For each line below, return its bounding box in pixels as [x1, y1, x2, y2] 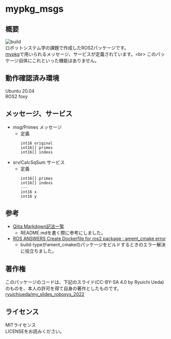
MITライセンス [5, 322, 36, 328]
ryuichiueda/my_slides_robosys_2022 [5, 291, 84, 298]
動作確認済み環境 [5, 74, 59, 82]
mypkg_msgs [5, 3, 64, 15]
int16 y [20, 194, 37, 199]
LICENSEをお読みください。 [5, 328, 65, 334]
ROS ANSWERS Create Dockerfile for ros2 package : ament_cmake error [12, 236, 166, 242]
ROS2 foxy [5, 93, 28, 99]
